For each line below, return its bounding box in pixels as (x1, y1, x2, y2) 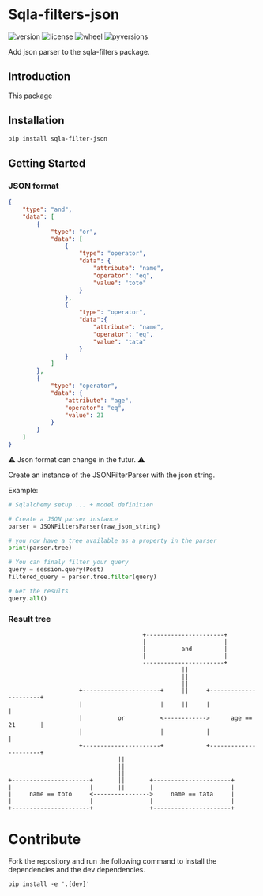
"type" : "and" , (22, 205, 73, 213)
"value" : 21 (64, 411, 104, 420)
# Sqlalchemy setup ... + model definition (8, 500, 154, 509)
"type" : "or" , (50, 228, 97, 235)
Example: (8, 485, 39, 495)
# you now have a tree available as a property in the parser (8, 536, 217, 544)
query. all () (8, 594, 47, 602)
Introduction (8, 70, 71, 84)
